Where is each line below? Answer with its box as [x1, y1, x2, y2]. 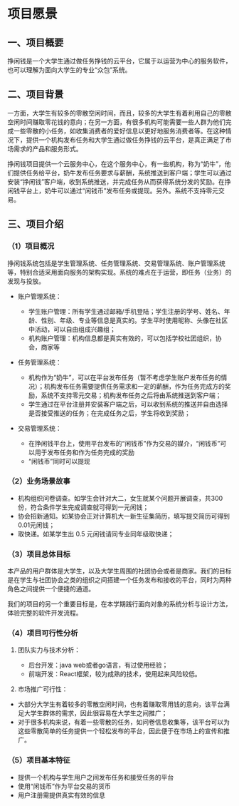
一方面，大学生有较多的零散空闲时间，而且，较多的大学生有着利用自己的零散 [7, 108, 232, 117]
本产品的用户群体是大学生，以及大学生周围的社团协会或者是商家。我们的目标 [7, 567, 232, 576]
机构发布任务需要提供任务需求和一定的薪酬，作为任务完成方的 [43, 382, 225, 390]
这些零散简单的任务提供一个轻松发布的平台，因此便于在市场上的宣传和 [17, 727, 224, 735]
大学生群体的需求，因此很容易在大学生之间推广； [23, 709, 168, 718]
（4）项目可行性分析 [7, 628, 78, 638]
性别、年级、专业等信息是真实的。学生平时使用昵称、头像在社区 [41, 316, 228, 325]
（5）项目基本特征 [7, 755, 71, 765]
